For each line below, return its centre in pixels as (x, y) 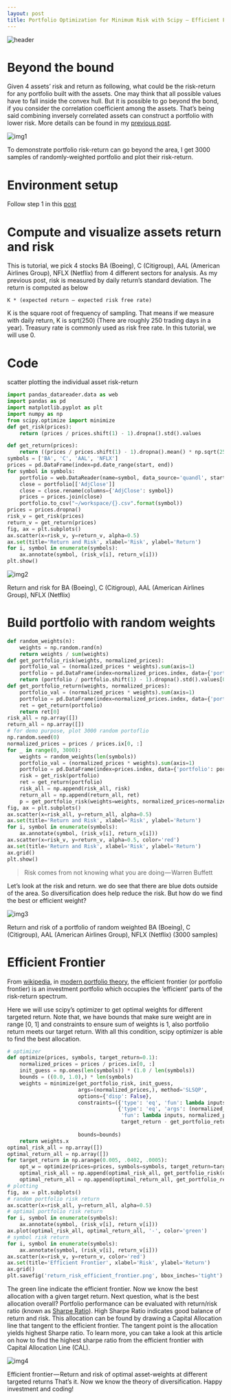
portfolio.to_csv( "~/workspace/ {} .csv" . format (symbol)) (101, 503)
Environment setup (63, 185)
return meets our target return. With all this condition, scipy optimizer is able (115, 1031)
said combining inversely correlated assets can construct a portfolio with (110, 116)
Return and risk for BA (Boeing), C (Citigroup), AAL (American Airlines (106, 588)
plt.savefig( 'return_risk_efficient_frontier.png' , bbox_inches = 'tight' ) (115, 1276)
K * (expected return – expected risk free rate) (80, 301)
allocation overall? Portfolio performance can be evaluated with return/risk (112, 1303)
